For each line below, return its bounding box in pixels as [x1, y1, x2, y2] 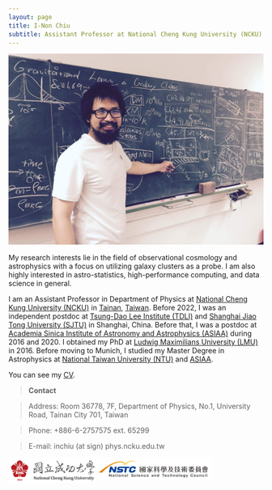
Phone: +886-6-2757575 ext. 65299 [28, 425, 150, 436]
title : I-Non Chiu [8, 21, 70, 30]
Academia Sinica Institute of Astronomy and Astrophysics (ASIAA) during [8, 328, 253, 339]
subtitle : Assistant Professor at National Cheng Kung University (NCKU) [8, 30, 263, 38]
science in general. [8, 279, 72, 289]
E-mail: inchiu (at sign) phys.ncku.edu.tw [28, 441, 165, 451]
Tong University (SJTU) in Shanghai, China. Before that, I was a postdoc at [8, 320, 257, 330]
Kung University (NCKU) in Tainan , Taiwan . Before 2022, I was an [8, 303, 227, 313]
